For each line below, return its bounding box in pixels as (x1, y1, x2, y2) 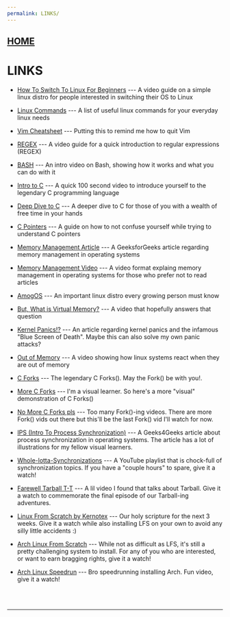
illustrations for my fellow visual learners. (16, 443, 133, 451)
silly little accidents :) (16, 526, 77, 535)
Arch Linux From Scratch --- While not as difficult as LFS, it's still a (16, 539, 205, 548)
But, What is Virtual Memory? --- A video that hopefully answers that (16, 305, 212, 313)
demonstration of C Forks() (16, 394, 94, 402)
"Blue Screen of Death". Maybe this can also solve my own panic (16, 332, 201, 340)
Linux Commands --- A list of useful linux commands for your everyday (16, 106, 218, 114)
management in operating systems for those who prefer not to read (16, 270, 207, 279)
